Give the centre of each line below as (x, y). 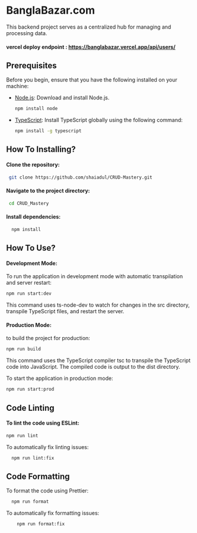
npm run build (24, 349)
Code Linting (30, 408)
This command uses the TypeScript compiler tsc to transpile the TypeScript (99, 360)
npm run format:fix (41, 524)
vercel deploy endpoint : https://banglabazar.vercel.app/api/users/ (91, 47)
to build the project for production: (48, 338)
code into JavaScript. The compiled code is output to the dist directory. (93, 367)
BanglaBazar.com (51, 10)
